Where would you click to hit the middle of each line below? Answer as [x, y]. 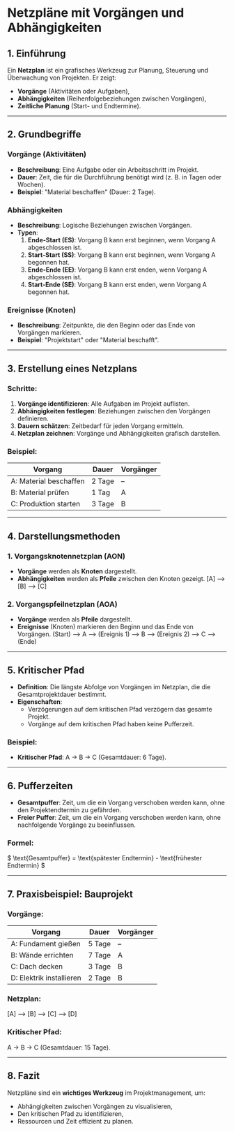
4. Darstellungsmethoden [64, 536]
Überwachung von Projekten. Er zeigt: [62, 78]
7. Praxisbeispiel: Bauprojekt [70, 894]
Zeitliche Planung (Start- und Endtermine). [79, 106]
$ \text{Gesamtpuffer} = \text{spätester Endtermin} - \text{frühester [104, 858]
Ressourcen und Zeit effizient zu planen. [75, 1121]
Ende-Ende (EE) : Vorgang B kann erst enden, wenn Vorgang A [117, 270]
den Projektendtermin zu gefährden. [69, 810]
